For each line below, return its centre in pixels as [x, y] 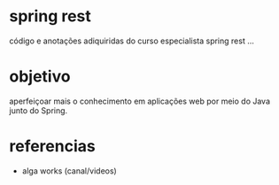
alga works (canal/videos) [69, 171]
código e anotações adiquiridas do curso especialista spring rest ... [132, 41]
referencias [52, 146]
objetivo [40, 77]
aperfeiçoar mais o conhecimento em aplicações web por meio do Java [140, 101]
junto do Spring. [39, 110]
